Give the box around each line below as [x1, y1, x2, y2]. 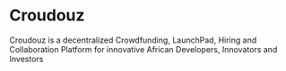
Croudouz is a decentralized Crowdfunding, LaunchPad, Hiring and [9, 35, 257, 45]
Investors [9, 53, 44, 64]
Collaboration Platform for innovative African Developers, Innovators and [9, 43, 278, 54]
